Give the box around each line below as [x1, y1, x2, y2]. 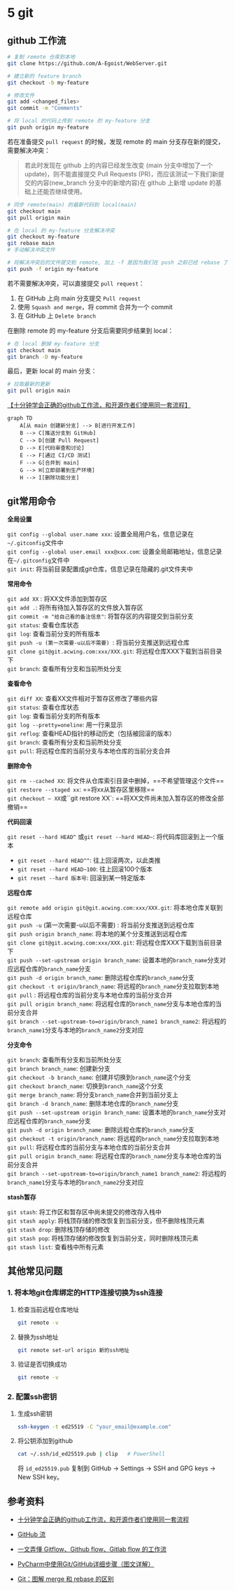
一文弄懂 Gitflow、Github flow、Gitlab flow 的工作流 [17, 1545, 166, 1554]
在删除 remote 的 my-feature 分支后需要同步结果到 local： [7, 326, 174, 335]
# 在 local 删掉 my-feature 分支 [7, 340, 99, 347]
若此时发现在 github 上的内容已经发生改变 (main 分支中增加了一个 [24, 161, 213, 169]
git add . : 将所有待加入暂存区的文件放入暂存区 [7, 603, 143, 612]
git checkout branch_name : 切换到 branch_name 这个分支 [7, 1081, 164, 1090]
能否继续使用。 [43, 187, 86, 195]
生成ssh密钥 [17, 1409, 52, 1418]
